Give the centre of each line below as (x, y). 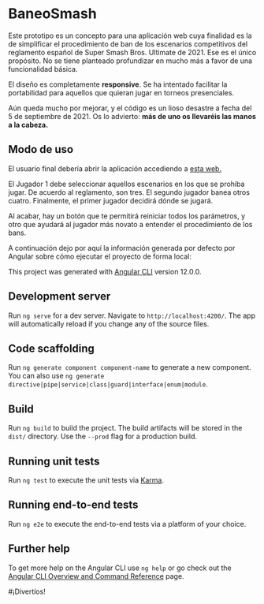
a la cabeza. (28, 125)
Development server (59, 296)
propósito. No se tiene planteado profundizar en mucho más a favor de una (130, 61)
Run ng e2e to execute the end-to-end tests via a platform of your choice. (127, 524)
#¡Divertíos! (27, 591)
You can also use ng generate (56, 376)
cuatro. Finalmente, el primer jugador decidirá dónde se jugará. (111, 200)
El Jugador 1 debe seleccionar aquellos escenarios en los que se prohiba (126, 184)
